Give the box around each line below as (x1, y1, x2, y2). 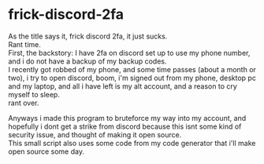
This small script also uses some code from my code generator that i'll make (8, 138, 256, 148)
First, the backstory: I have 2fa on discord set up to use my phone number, (8, 48, 251, 57)
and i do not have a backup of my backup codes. (8, 56, 167, 66)
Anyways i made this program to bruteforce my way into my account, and (8, 113, 247, 122)
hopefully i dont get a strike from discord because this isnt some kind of (8, 122, 242, 131)
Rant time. (8, 39, 42, 49)
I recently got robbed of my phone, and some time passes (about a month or (8, 64, 256, 74)
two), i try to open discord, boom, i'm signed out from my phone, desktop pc (8, 73, 256, 82)
